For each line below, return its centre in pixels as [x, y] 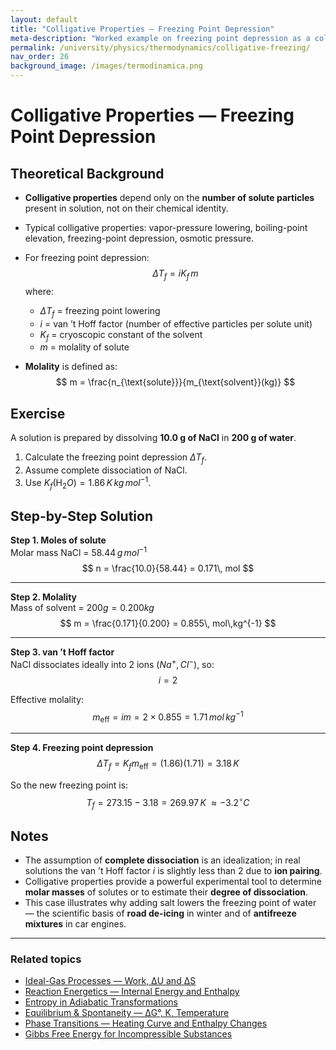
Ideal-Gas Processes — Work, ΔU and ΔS [110, 981]
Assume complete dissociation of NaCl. [106, 470]
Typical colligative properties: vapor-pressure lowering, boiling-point [166, 227]
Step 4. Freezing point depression [82, 748]
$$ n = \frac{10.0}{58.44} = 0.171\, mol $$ [168, 568]
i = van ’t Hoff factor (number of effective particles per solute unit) [176, 323]
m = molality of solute [84, 347]
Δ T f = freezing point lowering [100, 311]
